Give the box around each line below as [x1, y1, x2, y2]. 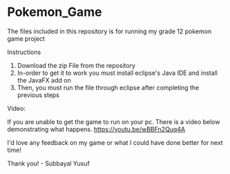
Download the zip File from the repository [17, 61, 136, 69]
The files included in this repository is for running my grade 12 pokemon [7, 27, 212, 35]
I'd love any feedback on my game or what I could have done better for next [7, 138, 223, 146]
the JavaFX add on [17, 76, 71, 84]
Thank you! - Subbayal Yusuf [7, 159, 90, 167]
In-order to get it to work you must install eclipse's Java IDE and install [17, 69, 218, 77]
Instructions [7, 48, 41, 56]
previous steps [17, 91, 60, 99]
